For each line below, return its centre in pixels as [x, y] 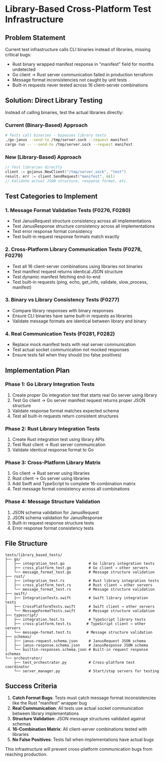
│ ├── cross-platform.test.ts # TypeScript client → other [76, 624]
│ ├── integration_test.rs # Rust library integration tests [82, 581]
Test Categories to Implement [52, 196]
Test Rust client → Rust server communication [59, 445]
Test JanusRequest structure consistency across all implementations [82, 221]
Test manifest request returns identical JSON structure [68, 271]
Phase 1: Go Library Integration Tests [50, 384]
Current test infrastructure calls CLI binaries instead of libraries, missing [78, 49]
